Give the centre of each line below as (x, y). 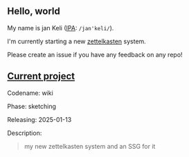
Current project (41, 76)
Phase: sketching (32, 106)
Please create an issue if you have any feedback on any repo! (95, 54)
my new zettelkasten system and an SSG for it (90, 146)
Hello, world (34, 11)
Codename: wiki (30, 93)
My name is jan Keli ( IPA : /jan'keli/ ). (61, 28)
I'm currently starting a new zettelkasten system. (77, 41)
